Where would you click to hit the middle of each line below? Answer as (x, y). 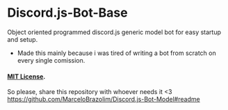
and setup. (23, 39)
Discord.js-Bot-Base (67, 13)
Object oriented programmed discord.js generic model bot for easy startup (114, 32)
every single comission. (51, 60)
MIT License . (26, 76)
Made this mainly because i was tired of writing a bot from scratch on (117, 53)
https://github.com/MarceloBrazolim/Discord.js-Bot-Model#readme (104, 100)
